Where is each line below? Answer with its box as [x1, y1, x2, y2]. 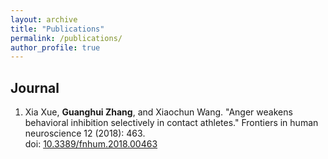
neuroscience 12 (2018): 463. [24, 127, 146, 140]
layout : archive [10, 14, 78, 25]
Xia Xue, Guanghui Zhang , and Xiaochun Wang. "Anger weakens [24, 106, 293, 118]
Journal [10, 79, 60, 96]
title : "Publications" [10, 24, 105, 34]
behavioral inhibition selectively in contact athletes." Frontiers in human [24, 117, 319, 129]
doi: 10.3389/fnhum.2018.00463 [24, 138, 158, 150]
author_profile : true [10, 42, 101, 53]
